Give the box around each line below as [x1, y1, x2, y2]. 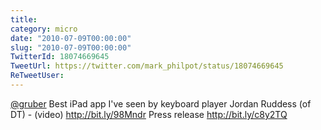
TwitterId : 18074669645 [10, 52, 110, 62]
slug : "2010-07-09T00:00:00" [10, 42, 132, 53]
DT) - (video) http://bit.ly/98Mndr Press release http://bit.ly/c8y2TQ [10, 108, 288, 120]
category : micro [10, 24, 78, 34]
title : [10, 14, 38, 25]
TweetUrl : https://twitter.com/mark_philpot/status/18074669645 [10, 61, 284, 71]
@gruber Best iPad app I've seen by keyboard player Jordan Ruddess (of [10, 97, 312, 110]
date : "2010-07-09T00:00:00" [10, 33, 132, 43]
